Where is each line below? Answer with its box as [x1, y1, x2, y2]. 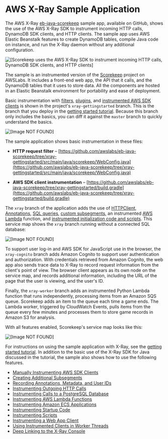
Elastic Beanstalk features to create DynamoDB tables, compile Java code [5, 36, 158, 42]
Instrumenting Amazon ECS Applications [12, 401, 97, 407]
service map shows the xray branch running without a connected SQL [5, 221, 150, 227]
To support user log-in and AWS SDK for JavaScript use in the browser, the [5, 245, 161, 252]
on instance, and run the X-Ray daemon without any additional [5, 41, 135, 47]
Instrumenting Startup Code [12, 406, 70, 413]
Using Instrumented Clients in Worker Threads [12, 422, 109, 428]
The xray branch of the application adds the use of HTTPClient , [5, 205, 137, 211]
